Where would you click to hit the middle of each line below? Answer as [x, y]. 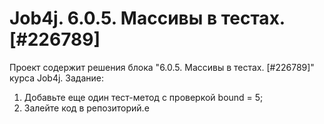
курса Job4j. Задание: [56, 78]
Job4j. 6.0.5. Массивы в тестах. [147, 18]
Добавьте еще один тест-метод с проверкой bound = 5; [143, 97]
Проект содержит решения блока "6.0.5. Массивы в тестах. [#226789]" [162, 67]
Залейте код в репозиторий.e [86, 108]
